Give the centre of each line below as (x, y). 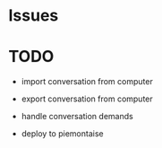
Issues (34, 16)
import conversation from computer (87, 82)
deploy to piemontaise (62, 134)
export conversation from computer (87, 99)
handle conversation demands (77, 117)
